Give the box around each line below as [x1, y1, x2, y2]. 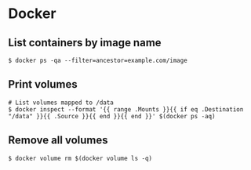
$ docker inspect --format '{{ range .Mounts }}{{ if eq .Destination [8, 105, 244, 114]
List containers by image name [8, 36, 162, 49]
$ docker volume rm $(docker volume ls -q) [8, 154, 153, 162]
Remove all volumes [8, 134, 108, 147]
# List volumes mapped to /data [8, 99, 114, 107]
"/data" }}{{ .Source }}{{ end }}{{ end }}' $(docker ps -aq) [8, 112, 216, 120]
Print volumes [8, 78, 78, 91]
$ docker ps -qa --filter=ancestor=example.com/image [8, 56, 188, 64]
